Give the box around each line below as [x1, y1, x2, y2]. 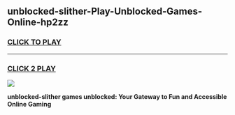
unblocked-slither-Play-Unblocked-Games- [7, 6, 203, 17]
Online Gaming [7, 100, 52, 108]
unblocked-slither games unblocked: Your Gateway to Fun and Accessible [7, 92, 227, 100]
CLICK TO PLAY [7, 38, 62, 47]
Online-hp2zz [7, 17, 69, 29]
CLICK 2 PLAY [7, 63, 56, 73]
